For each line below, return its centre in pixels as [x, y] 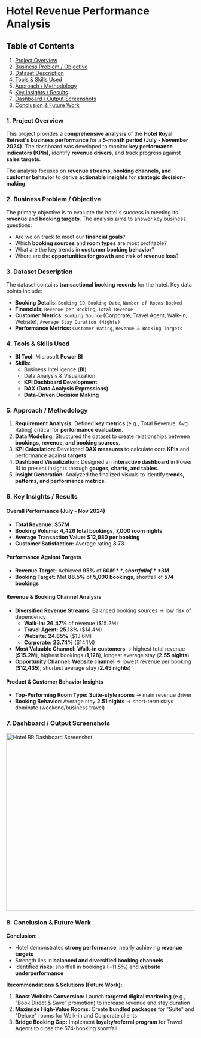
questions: [19, 225]
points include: [25, 291]
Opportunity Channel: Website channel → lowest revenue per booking [103, 661]
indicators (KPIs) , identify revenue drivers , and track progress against [94, 153]
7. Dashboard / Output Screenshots [58, 723]
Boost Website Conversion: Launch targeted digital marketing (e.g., [100, 996]
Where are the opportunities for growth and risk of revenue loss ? [97, 256]
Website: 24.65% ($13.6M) [58, 636]
